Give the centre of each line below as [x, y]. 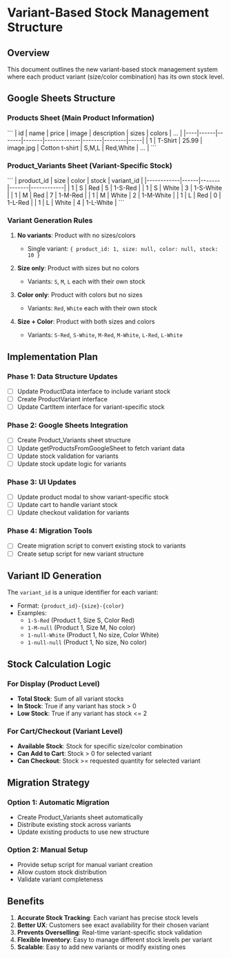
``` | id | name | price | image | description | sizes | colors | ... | [95, 133]
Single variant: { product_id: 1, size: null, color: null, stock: [123, 249]
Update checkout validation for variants [73, 512]
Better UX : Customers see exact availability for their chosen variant [113, 925]
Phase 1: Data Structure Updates [63, 376]
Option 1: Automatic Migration [59, 802]
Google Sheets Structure [61, 98]
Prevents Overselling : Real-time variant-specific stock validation [109, 932]
